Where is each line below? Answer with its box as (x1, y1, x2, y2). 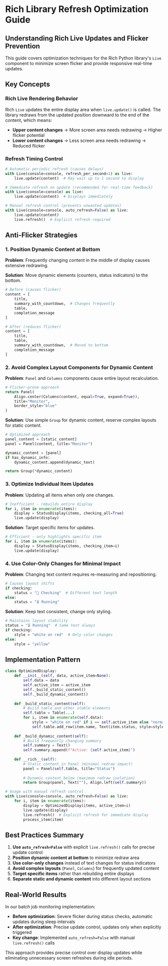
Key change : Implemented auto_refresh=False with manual (12, 935, 135, 941)
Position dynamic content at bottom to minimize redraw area (12, 855, 139, 861)
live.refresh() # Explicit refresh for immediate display (23, 812, 149, 818)
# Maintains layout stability (5, 618, 68, 623)
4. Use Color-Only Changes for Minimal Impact (5, 560, 121, 567)
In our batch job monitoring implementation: (5, 904, 95, 910)
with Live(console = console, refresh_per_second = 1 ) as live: (5, 171, 133, 176)
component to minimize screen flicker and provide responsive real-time (5, 60, 152, 66)
